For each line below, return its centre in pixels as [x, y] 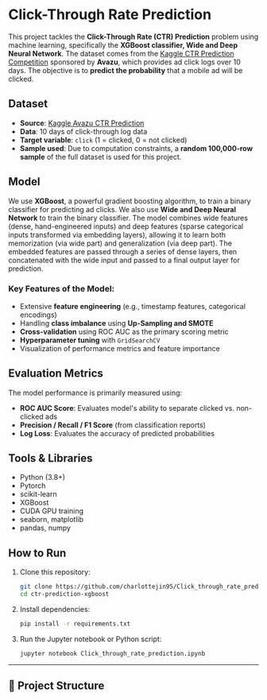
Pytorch [33, 485]
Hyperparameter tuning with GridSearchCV [90, 340]
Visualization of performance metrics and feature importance [120, 348]
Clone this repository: [55, 572]
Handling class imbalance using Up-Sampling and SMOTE [116, 323]
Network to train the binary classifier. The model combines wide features [128, 218]
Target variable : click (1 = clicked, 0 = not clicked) [103, 140]
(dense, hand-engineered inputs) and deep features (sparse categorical [126, 226]
